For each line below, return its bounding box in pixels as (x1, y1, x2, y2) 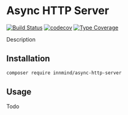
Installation (6, 53, 50, 64)
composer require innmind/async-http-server (6, 70, 122, 76)
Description (6, 35, 36, 43)
